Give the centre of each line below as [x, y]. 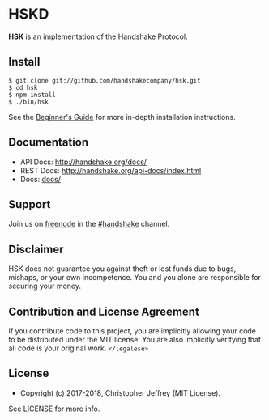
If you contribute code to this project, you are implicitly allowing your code [132, 331]
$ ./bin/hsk [28, 102]
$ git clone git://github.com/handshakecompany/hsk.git [105, 81]
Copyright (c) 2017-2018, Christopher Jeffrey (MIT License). [120, 392]
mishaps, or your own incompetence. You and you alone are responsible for [135, 278]
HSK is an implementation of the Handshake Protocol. [98, 36]
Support [30, 204]
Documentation [49, 142]
